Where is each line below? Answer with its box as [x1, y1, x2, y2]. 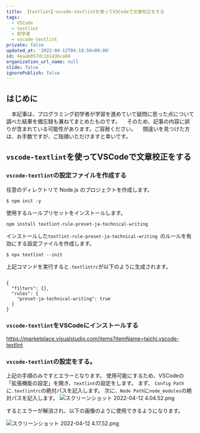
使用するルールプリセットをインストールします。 [6, 209, 127, 216]
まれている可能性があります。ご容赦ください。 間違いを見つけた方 [21, 125, 190, 133]
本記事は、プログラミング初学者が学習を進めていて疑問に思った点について [11, 110, 195, 118]
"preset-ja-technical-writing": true [17, 296, 111, 302]
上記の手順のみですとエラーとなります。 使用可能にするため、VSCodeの [6, 372, 184, 379]
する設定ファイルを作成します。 [17, 239, 95, 247]
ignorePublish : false [6, 70, 60, 76]
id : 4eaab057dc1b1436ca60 [6, 53, 70, 59]
